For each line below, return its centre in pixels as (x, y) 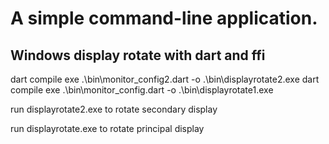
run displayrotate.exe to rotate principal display (107, 128)
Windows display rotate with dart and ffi (138, 55)
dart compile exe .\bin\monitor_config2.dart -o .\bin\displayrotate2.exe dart (165, 79)
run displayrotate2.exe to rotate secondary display (114, 109)
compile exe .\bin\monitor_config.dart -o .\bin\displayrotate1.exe (142, 90)
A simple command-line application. (164, 18)
